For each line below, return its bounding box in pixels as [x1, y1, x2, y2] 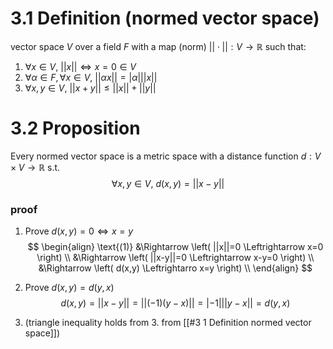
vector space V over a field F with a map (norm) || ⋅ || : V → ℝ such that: [10, 40, 307, 52]
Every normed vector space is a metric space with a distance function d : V [10, 150, 322, 162]
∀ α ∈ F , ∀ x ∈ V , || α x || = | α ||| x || [24, 71, 158, 83]
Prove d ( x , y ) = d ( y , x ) [24, 282, 115, 294]
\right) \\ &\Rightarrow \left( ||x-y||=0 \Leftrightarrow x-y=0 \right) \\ [36, 252, 315, 264]
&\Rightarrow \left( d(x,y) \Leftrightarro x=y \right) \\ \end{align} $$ [38, 262, 313, 274]
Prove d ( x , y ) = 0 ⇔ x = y [24, 225, 134, 237]
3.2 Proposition [10, 117, 141, 140]
